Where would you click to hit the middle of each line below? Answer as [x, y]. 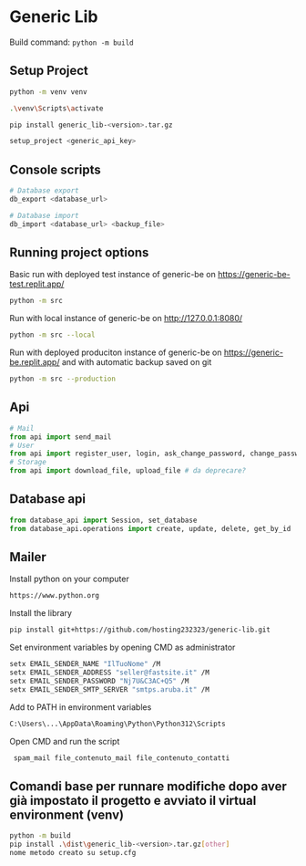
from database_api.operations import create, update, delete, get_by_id [150, 528]
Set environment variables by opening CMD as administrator [122, 647]
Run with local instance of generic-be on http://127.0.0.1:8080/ [126, 318]
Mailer [28, 557]
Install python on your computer [69, 579]
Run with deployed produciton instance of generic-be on [116, 352]
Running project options [79, 252]
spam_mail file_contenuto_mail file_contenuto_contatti [122, 758]
